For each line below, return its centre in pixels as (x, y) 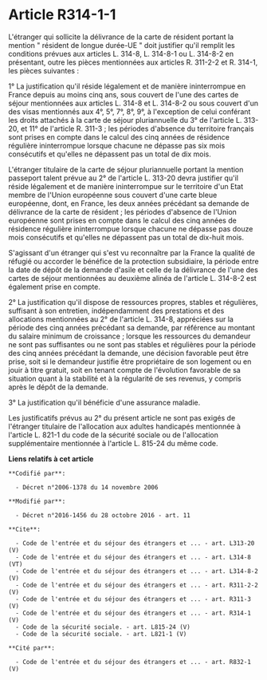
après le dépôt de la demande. (59, 387)
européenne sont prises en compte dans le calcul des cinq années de (122, 220)
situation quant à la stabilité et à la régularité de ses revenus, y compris (125, 378)
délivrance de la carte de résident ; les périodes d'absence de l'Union (123, 212)
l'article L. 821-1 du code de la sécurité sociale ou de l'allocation (114, 435)
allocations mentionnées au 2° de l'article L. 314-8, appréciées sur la (121, 319)
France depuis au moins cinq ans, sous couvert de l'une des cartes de (124, 94)
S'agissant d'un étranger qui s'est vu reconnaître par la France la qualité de (132, 252)
